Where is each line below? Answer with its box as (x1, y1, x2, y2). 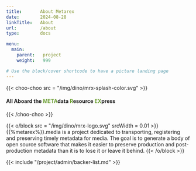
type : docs (6, 31, 51, 36)
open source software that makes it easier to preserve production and (6, 140, 175, 147)
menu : (6, 41, 19, 47)
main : (11, 46, 25, 53)
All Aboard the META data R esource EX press (6, 98, 116, 105)
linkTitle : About (6, 19, 54, 25)
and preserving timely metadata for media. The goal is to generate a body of (6, 135, 190, 142)
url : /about (6, 25, 57, 31)
